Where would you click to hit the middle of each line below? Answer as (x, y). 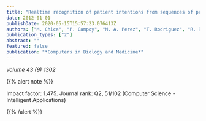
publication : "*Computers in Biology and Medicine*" (75, 52)
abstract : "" (23, 41)
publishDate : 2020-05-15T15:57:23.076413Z (61, 23)
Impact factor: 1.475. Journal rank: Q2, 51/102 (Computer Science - (91, 93)
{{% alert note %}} (30, 81)
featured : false (27, 47)
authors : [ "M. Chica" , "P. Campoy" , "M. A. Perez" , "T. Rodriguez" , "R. (101, 29)
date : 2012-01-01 (29, 18)
